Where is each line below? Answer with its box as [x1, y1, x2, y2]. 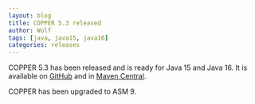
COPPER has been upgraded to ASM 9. [8, 87, 137, 96]
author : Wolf [8, 26, 52, 34]
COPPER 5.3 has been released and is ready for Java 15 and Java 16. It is [8, 63, 248, 72]
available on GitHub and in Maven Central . [8, 71, 147, 81]
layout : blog [8, 11, 52, 20]
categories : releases [8, 41, 80, 49]
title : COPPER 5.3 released [8, 19, 102, 27]
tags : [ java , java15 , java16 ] [8, 33, 109, 42]
